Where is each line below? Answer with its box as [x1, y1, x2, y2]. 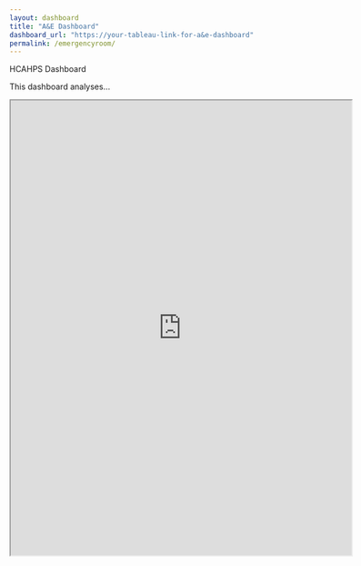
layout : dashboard [9, 13, 79, 23]
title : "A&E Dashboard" [9, 22, 100, 31]
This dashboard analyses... [9, 81, 111, 92]
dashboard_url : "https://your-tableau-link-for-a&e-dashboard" [9, 30, 255, 39]
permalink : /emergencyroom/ [9, 38, 116, 48]
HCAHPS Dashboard [9, 64, 86, 75]
